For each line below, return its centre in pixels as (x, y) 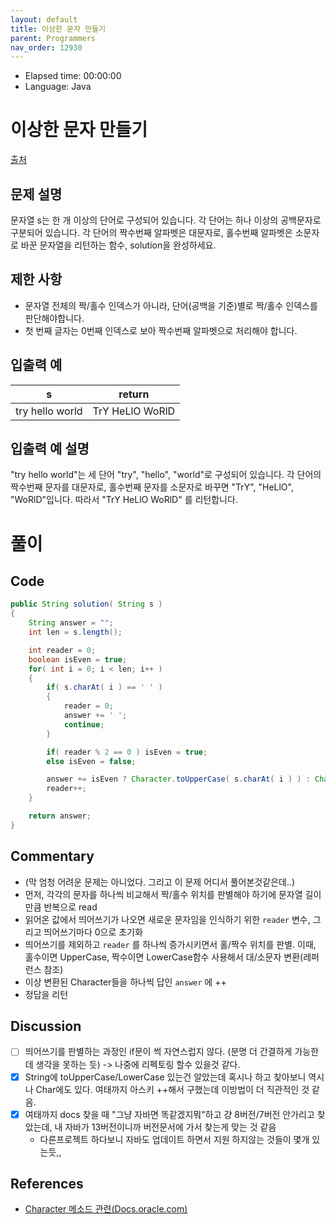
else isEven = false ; (91, 761)
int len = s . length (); (75, 632)
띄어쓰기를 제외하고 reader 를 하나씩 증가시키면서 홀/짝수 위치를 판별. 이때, (170, 944)
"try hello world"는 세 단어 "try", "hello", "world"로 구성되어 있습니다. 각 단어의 (166, 475)
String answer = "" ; (71, 623)
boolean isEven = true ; (78, 659)
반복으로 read (70, 907)
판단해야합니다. (54, 318)
